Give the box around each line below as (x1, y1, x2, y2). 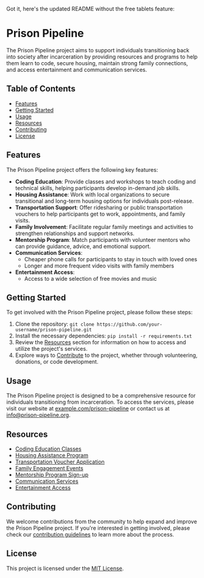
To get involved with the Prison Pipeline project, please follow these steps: (6, 309, 193, 316)
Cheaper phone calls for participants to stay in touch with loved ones (24, 255, 198, 263)
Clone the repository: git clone (15, 320, 94, 328)
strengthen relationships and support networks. (15, 230, 135, 237)
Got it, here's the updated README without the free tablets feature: (6, 5, 175, 12)
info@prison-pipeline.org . (6, 411, 71, 419)
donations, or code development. (15, 358, 99, 365)
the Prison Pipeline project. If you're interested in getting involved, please (6, 524, 191, 532)
